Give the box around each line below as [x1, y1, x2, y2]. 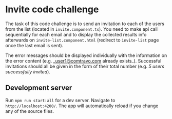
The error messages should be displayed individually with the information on [5, 52, 167, 58]
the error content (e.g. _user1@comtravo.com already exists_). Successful [5, 57, 162, 64]
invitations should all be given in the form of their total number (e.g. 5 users [5, 63, 164, 69]
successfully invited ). [5, 68, 50, 75]
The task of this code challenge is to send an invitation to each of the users [5, 21, 164, 27]
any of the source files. [5, 108, 54, 114]
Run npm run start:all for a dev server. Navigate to [5, 97, 116, 103]
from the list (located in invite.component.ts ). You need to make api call [5, 26, 158, 32]
